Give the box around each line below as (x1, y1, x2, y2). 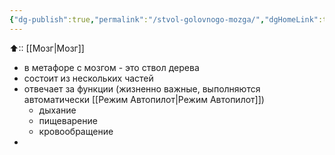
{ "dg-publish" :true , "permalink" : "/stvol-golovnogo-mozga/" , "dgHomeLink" (9, 14, 319, 25)
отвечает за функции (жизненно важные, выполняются (23, 82, 261, 95)
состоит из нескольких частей (23, 72, 154, 84)
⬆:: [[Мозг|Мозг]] (9, 42, 85, 54)
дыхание (38, 104, 77, 116)
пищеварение (38, 114, 98, 126)
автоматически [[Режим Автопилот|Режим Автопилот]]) (23, 93, 265, 105)
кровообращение (38, 125, 114, 137)
